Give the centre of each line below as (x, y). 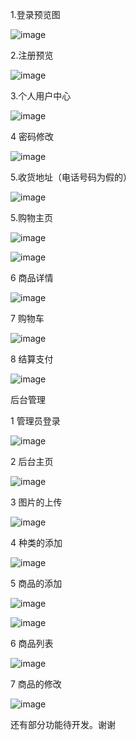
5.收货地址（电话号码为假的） (71, 177)
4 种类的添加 (36, 542)
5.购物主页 (31, 217)
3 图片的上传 (36, 502)
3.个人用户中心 (41, 96)
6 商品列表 (32, 643)
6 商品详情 (32, 277)
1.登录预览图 (35, 14)
